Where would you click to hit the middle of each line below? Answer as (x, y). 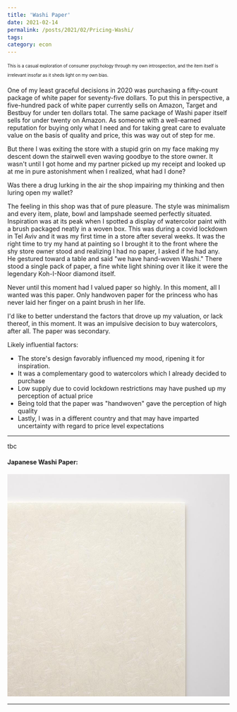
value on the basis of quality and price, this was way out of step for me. (111, 135)
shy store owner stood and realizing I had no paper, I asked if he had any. (114, 251)
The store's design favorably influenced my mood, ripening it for (111, 358)
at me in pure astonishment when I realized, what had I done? (96, 171)
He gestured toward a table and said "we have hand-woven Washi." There (115, 258)
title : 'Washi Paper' (39, 15)
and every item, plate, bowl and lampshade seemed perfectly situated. (110, 213)
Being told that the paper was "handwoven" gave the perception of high (122, 403)
